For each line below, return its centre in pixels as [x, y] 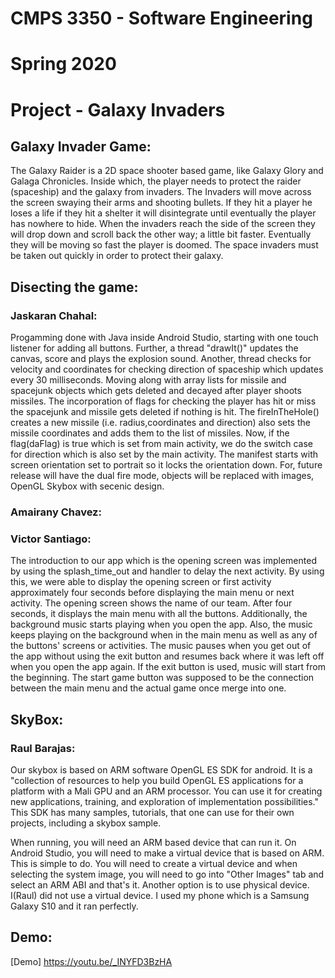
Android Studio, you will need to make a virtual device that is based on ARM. [167, 853]
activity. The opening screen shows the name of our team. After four [151, 603]
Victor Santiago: [51, 539]
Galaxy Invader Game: [81, 146]
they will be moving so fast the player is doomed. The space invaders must [164, 245]
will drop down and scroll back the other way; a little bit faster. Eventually [161, 234]
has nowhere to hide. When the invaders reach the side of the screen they [163, 224]
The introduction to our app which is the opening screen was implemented [163, 561]
